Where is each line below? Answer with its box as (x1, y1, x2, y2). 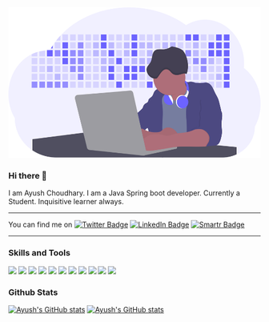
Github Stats (8, 287, 58, 298)
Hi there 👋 (8, 170, 48, 181)
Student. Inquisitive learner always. (8, 197, 124, 207)
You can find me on (8, 219, 73, 230)
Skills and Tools (8, 248, 70, 259)
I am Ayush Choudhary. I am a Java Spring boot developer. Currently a (8, 188, 240, 198)
